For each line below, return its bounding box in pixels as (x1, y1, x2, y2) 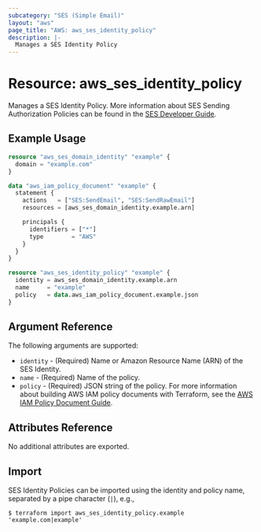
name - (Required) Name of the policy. (19, 373, 140, 382)
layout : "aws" (8, 19, 55, 27)
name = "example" (15, 284, 86, 292)
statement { (15, 189, 55, 197)
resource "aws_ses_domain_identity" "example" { (8, 153, 171, 161)
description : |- (8, 33, 61, 42)
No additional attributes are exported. (8, 442, 130, 452)
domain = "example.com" (15, 160, 93, 168)
